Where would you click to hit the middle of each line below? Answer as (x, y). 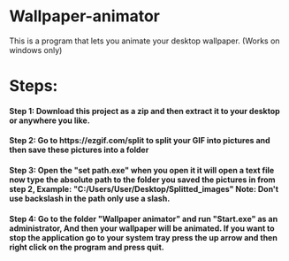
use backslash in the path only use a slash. (90, 198)
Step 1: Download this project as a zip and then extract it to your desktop (144, 111)
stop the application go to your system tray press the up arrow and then (144, 237)
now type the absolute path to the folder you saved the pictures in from (142, 180)
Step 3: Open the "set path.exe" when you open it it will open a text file (142, 170)
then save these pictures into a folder (79, 150)
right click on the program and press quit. (87, 247)
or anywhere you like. (49, 120)
